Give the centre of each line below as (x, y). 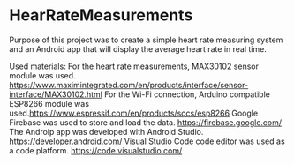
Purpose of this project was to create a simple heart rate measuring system (146, 40)
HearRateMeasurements (101, 15)
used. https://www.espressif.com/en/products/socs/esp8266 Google (134, 113)
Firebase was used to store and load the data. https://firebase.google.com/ (146, 122)
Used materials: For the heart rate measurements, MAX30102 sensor (134, 66)
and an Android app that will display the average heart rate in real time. (138, 48)
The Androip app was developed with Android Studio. (106, 131)
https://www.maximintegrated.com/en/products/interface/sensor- (129, 85)
